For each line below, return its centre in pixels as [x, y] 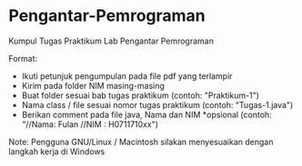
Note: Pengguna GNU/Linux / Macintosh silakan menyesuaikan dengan [141, 142]
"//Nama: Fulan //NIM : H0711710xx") [90, 124]
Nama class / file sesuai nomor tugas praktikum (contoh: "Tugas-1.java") [157, 104]
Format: [23, 58]
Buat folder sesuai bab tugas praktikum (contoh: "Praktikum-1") [141, 95]
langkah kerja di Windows [57, 151]
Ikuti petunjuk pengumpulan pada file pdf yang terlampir [127, 76]
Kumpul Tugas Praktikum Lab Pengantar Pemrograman [111, 41]
